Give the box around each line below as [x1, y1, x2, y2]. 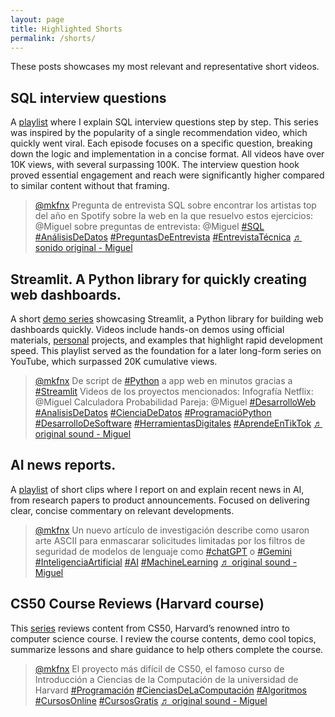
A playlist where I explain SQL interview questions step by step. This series [10, 116, 319, 128]
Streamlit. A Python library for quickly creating [10, 271, 307, 288]
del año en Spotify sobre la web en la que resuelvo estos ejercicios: [34, 210, 314, 222]
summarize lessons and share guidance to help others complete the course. [10, 643, 324, 655]
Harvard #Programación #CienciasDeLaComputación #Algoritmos [34, 684, 308, 696]
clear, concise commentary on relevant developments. [10, 504, 235, 516]
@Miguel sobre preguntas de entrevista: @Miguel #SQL [34, 221, 265, 233]
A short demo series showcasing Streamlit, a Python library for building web [10, 313, 324, 325]
